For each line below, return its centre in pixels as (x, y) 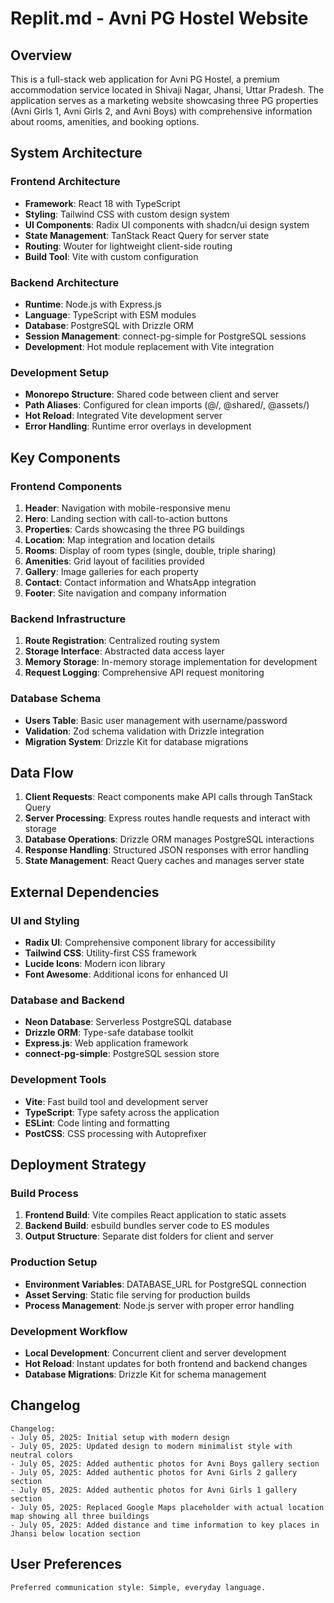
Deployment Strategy (78, 1165)
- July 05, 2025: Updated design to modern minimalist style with (151, 1446)
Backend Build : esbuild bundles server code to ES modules (147, 1226)
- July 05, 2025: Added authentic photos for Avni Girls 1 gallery (154, 1490)
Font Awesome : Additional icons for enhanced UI (126, 974)
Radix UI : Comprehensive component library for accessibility (150, 943)
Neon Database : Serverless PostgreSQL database (128, 1022)
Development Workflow (69, 1331)
